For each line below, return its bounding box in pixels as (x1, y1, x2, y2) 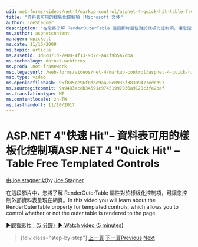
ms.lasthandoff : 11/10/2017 (6, 101, 75, 108)
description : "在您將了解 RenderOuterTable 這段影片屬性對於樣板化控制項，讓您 (6, 25, 187, 31)
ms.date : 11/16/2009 (6, 42, 57, 48)
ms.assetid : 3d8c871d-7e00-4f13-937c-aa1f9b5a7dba (6, 52, 133, 58)
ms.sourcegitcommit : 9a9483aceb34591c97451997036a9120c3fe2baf (6, 85, 165, 91)
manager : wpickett (6, 36, 51, 42)
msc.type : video (6, 74, 46, 80)
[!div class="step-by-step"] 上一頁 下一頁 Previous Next (20, 234, 155, 242)
